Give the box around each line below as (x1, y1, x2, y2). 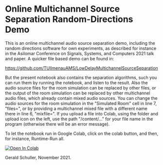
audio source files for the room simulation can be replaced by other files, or (5, 85, 157, 91)
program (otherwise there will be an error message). (5, 121, 110, 127)
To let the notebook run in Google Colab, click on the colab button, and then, (5, 130, 159, 136)
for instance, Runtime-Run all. (5, 135, 65, 142)
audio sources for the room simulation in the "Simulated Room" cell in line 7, (5, 100, 157, 106)
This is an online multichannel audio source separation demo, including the (5, 40, 155, 46)
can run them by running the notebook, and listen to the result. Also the (5, 79, 148, 86)
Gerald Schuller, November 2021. (5, 154, 72, 160)
